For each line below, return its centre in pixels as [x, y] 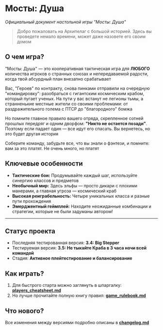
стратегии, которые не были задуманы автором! [62, 211]
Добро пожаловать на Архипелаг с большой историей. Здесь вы [84, 31]
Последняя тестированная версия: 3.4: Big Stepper [66, 243]
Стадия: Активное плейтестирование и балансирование [72, 258]
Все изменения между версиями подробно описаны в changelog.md [77, 322]
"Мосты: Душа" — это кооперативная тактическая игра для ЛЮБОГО [78, 68]
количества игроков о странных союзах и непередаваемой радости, [77, 74]
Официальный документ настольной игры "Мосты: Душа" [65, 22]
